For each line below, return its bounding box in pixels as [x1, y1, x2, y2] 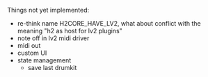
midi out [17, 42, 41, 49]
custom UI [17, 49, 47, 57]
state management [17, 56, 72, 65]
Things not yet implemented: [7, 6, 90, 14]
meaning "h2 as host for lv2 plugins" [17, 27, 123, 35]
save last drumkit [27, 64, 77, 71]
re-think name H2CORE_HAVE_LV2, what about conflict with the [17, 19, 201, 27]
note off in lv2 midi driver [17, 34, 90, 42]
